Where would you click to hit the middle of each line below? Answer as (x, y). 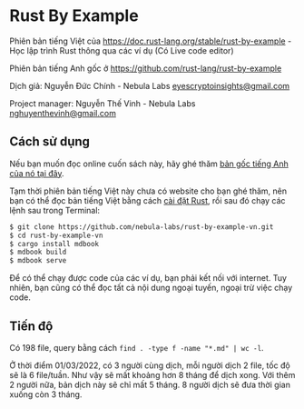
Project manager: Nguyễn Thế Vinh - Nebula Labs (103, 103)
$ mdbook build (38, 252)
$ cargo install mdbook (54, 244)
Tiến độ (31, 326)
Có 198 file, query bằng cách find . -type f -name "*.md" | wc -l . (137, 347)
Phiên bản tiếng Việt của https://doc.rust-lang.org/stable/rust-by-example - (151, 41)
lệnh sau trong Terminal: (55, 210)
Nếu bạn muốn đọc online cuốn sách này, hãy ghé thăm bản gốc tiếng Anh (149, 164)
